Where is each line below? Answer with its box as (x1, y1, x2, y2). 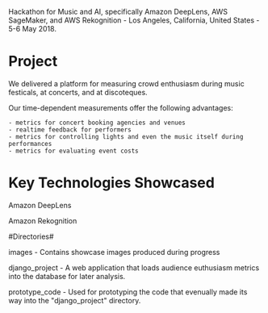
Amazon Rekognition (8, 215, 77, 225)
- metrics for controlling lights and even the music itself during (8, 132, 244, 140)
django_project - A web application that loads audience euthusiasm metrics (8, 262, 260, 273)
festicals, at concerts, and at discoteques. (8, 87, 148, 97)
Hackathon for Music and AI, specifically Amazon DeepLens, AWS (8, 7, 228, 16)
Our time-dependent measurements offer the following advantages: (8, 102, 234, 112)
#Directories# (8, 232, 54, 241)
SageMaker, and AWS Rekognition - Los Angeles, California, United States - (8, 15, 260, 25)
